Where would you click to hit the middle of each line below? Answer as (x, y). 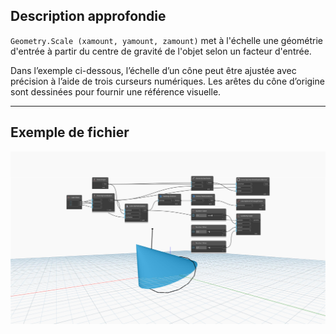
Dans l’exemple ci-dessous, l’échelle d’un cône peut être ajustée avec (153, 70)
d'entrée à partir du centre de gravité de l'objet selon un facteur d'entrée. (161, 51)
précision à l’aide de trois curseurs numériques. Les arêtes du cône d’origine (167, 81)
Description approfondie (88, 16)
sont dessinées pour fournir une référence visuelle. (116, 91)
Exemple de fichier (70, 132)
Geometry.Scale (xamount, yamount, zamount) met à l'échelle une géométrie (166, 40)
